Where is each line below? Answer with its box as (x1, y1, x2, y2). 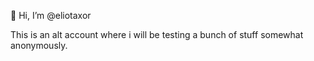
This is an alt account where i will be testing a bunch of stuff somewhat (10, 29, 304, 40)
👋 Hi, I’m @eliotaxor (10, 10, 92, 21)
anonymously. (10, 40, 68, 51)
